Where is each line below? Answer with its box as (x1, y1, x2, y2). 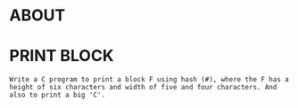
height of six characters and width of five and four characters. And (9, 83, 277, 92)
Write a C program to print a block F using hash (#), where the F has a (9, 75, 290, 84)
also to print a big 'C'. (9, 90, 105, 100)
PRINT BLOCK (9, 46, 114, 66)
